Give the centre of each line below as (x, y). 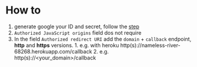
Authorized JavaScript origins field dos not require (78, 32)
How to (23, 10)
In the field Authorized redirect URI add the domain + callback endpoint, (103, 39)
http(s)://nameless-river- (150, 45)
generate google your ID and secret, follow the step (77, 26)
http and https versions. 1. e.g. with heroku (66, 45)
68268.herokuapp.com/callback (53, 51)
